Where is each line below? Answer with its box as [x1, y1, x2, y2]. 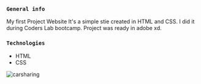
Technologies [6, 40, 45, 47]
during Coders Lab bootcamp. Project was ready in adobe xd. [6, 25, 162, 32]
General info [6, 6, 45, 12]
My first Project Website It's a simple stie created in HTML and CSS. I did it [6, 18, 195, 25]
